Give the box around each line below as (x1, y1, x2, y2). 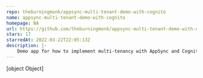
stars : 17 (6, 31, 31, 37)
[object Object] (6, 65, 44, 72)
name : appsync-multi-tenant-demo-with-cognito (6, 15, 126, 21)
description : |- (6, 43, 47, 49)
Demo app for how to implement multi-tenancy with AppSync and (17, 48, 180, 54)
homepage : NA (6, 20, 39, 26)
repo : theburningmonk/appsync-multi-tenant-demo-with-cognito (6, 8, 166, 15)
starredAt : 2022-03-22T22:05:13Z (6, 37, 91, 43)
